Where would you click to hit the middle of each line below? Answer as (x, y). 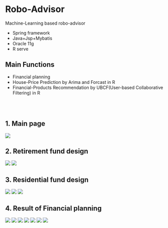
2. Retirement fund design (47, 151)
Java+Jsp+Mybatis (32, 38)
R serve (20, 49)
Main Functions (30, 65)
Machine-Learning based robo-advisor (45, 23)
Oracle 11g (23, 43)
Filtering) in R (26, 93)
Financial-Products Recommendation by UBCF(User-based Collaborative (88, 87)
